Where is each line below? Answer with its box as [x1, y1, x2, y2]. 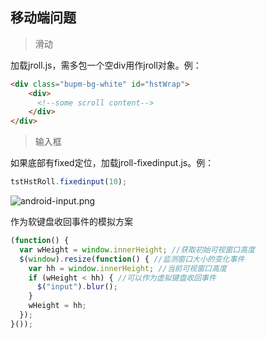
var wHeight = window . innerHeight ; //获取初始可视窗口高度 [19, 244, 256, 255]
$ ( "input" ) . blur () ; [36, 282, 118, 292]
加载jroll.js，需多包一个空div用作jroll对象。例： [10, 59, 202, 71]
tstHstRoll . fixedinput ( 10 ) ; [10, 177, 128, 187]
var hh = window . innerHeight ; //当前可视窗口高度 [28, 263, 227, 273]
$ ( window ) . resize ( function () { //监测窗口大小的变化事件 [19, 254, 245, 264]
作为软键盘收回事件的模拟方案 [10, 216, 133, 228]
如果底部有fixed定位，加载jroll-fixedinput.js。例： [10, 157, 215, 169]
